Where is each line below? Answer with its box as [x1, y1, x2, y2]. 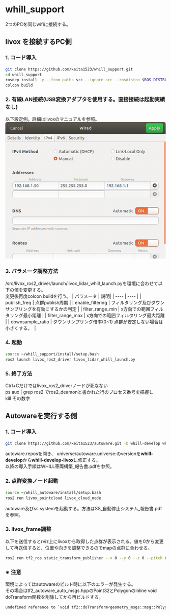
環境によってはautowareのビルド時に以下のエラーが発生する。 [5, 581, 136, 587]
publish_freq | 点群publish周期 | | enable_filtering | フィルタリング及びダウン [5, 299, 165, 305]
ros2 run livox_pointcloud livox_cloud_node [5, 495, 101, 501]
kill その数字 [5, 395, 31, 401]
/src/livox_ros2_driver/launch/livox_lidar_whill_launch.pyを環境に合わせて [5, 280, 159, 287]
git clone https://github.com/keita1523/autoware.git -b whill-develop [5, 441, 160, 446]
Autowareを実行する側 [5, 412, 77, 420]
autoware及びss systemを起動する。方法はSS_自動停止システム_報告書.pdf [5, 505, 162, 511]
